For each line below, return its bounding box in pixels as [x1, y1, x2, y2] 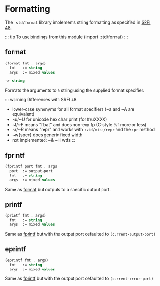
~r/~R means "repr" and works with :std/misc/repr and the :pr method [12, 127, 155, 133]
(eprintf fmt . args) [5, 258, 49, 263]
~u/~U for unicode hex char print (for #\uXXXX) [12, 116, 107, 122]
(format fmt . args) [5, 61, 47, 66]
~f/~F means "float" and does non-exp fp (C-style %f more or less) [12, 122, 147, 127]
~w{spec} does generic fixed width [12, 132, 83, 138]
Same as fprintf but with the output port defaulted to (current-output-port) [5, 231, 156, 237]
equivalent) [12, 111, 35, 117]
